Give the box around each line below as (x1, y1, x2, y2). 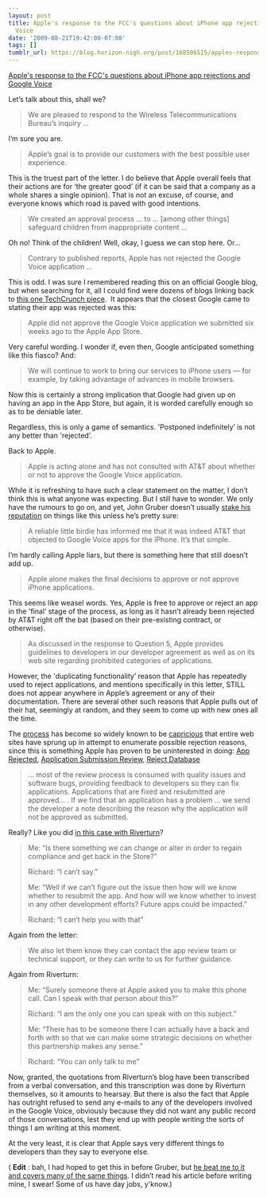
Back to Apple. (8, 446, 56, 455)
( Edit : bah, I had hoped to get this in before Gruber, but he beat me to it (8, 1163, 245, 1171)
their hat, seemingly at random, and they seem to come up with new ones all (8, 705, 258, 714)
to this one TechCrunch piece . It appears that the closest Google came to (8, 294, 250, 304)
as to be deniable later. (8, 407, 83, 416)
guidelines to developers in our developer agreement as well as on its (27, 647, 256, 657)
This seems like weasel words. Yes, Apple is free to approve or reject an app (8, 598, 258, 607)
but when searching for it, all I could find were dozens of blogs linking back (8, 286, 254, 295)
